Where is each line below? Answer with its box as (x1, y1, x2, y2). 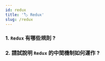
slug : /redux (5, 17, 33, 22)
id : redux (5, 7, 27, 13)
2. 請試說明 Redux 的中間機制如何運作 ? (5, 49, 100, 56)
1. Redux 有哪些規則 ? (5, 35, 56, 42)
